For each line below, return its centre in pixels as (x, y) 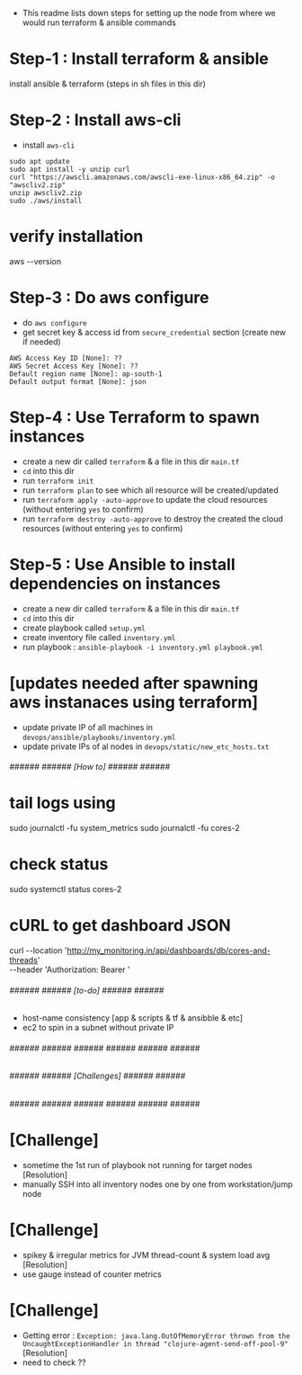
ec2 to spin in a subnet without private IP (98, 1028)
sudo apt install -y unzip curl (70, 169)
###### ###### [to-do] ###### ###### (87, 990)
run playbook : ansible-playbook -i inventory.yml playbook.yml (142, 647)
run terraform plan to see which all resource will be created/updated (150, 490)
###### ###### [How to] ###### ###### (90, 767)
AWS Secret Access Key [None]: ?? (74, 366)
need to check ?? (54, 1362)
